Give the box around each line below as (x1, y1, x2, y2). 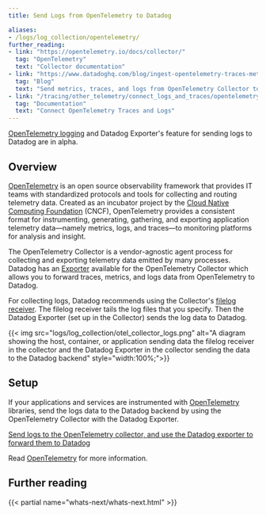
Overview (8, 160, 58, 174)
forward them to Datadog (8, 437, 91, 448)
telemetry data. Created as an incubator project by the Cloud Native (8, 197, 230, 207)
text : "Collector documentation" (15, 63, 126, 71)
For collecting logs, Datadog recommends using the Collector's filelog (8, 296, 237, 305)
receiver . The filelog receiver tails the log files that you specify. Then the (8, 304, 244, 314)
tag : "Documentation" (15, 100, 87, 108)
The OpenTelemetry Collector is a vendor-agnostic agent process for (8, 246, 234, 256)
